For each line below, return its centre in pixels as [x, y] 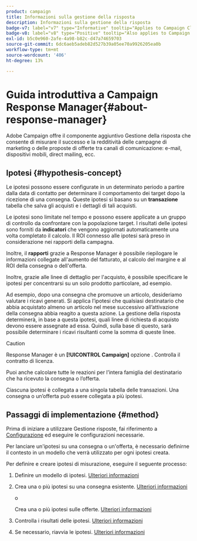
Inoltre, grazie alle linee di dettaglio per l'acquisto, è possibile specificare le [97, 277]
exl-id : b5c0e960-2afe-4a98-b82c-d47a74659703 [64, 39]
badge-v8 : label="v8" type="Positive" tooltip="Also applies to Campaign [98, 33]
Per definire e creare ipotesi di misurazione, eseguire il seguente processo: [97, 464]
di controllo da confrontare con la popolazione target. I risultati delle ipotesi [97, 223]
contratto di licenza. [30, 361]
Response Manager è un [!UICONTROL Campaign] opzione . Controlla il [93, 355]
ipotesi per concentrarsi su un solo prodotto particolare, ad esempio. [89, 283]
